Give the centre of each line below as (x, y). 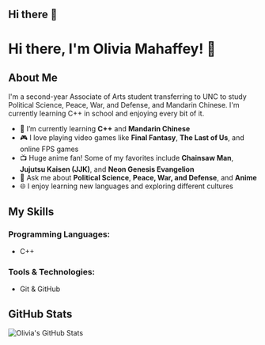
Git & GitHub (40, 289)
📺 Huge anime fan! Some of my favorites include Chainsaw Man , (127, 158)
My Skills (31, 212)
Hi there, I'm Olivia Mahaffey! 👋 (112, 49)
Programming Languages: (59, 234)
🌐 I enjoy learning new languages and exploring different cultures (126, 186)
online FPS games (49, 149)
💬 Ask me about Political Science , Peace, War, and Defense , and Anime (138, 178)
